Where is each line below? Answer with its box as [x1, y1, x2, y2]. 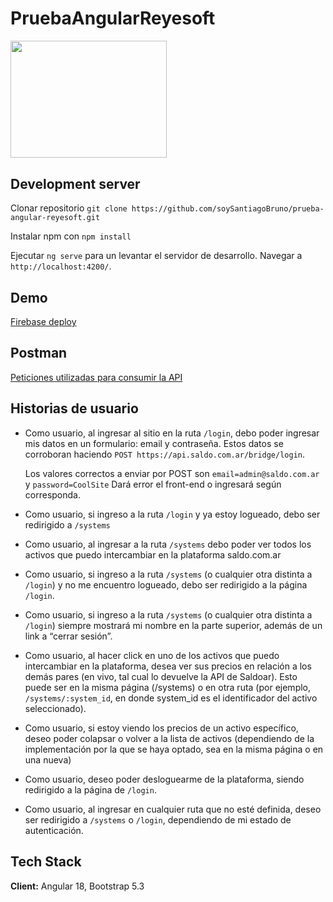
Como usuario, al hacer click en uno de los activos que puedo [24, 649, 280, 661]
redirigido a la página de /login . [24, 783, 157, 796]
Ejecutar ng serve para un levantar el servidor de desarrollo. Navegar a [10, 250, 303, 262]
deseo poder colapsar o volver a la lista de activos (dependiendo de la [24, 732, 315, 744]
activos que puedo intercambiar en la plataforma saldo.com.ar [24, 548, 282, 561]
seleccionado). [24, 702, 87, 714]
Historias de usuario [10, 400, 139, 417]
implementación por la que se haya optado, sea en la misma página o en [24, 743, 324, 755]
